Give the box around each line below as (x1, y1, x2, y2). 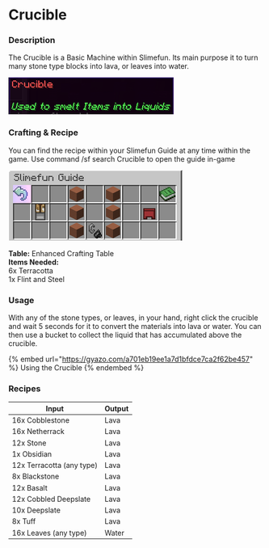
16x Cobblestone (11, 415, 70, 425)
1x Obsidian (11, 449, 53, 458)
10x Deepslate (11, 505, 61, 515)
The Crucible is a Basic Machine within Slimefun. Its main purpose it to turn (8, 53, 258, 62)
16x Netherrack (11, 427, 65, 436)
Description (8, 35, 56, 46)
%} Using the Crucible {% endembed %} (8, 363, 144, 373)
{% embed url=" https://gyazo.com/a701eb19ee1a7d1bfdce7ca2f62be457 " (8, 354, 254, 365)
